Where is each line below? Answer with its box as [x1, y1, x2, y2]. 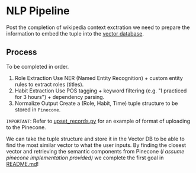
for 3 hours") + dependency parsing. [14, 93, 105, 100]
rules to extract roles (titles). [14, 81, 84, 88]
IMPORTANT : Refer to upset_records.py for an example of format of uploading [6, 117, 191, 124]
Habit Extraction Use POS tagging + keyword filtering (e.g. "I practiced [14, 87, 187, 94]
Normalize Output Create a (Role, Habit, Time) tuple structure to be [14, 100, 178, 107]
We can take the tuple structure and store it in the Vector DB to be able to [6, 135, 185, 142]
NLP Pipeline [6, 4, 70, 18]
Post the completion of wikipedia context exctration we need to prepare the [6, 24, 190, 31]
